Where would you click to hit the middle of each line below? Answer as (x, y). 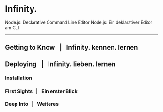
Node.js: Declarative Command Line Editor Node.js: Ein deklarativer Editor (79, 22)
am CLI (12, 27)
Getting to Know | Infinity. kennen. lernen (72, 47)
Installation (19, 78)
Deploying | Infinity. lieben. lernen (60, 64)
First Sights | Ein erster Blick (41, 91)
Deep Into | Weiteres (32, 104)
